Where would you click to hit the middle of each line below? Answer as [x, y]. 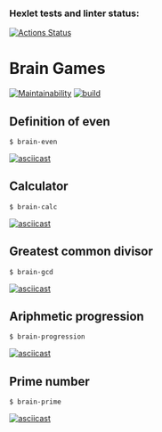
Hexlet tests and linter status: [74, 13]
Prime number [50, 381]
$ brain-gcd [31, 272]
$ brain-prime [36, 402]
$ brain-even [33, 142]
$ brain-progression [48, 337]
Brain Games [57, 69]
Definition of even [60, 122]
